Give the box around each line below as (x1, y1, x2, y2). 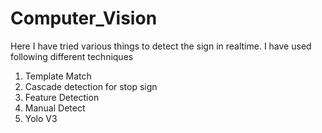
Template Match (24, 70, 92, 82)
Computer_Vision (10, 7, 158, 30)
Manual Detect (24, 102, 86, 114)
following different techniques (10, 50, 134, 62)
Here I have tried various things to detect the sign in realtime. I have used (10, 40, 312, 52)
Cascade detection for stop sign (24, 80, 158, 92)
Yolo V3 (24, 112, 58, 124)
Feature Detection (24, 91, 100, 103)
